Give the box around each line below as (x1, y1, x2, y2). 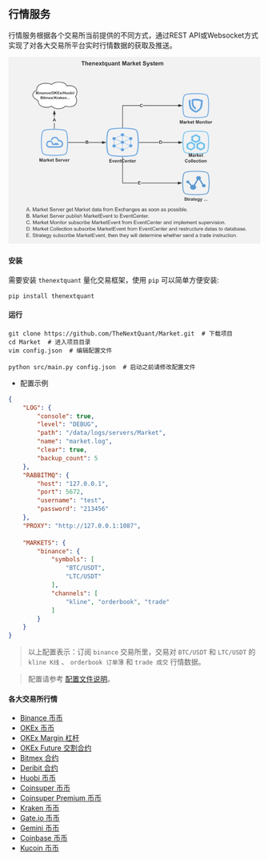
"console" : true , (37, 412, 94, 420)
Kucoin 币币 (19, 843, 60, 853)
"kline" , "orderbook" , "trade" (65, 597, 170, 606)
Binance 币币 (19, 713, 63, 723)
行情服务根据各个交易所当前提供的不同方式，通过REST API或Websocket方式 (8, 30, 258, 40)
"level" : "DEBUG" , (37, 420, 98, 428)
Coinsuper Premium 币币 (19, 794, 102, 803)
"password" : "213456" (37, 505, 110, 513)
